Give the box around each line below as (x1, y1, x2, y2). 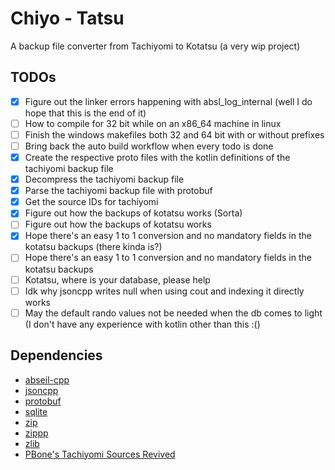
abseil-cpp (24, 373, 70, 386)
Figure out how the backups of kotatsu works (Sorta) (24, 207, 243, 219)
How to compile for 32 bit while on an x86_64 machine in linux (24, 117, 282, 129)
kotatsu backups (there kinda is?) (24, 241, 163, 253)
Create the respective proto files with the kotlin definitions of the (24, 152, 291, 163)
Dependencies (10, 347, 103, 364)
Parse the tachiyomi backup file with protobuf (24, 185, 213, 197)
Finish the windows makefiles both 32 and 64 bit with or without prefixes (24, 128, 325, 141)
